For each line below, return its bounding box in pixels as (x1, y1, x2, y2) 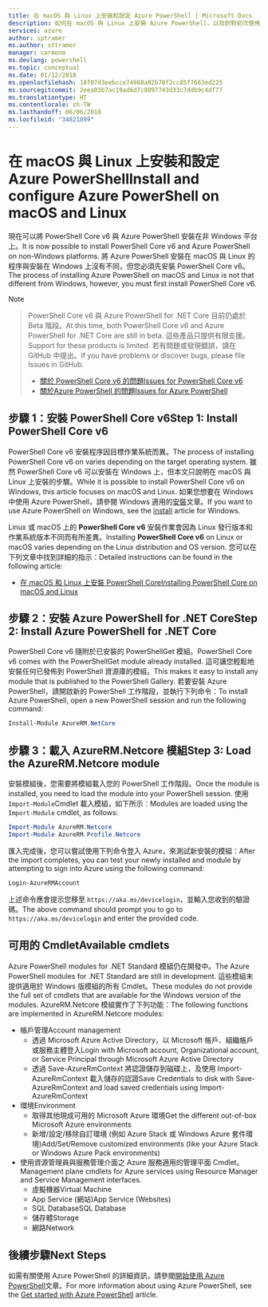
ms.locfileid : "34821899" (8, 116, 94, 124)
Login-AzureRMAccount (8, 879, 81, 887)
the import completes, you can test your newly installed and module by (8, 855, 242, 865)
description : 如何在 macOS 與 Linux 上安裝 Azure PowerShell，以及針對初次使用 (8, 19, 261, 27)
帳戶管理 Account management (19, 1025, 121, 1035)
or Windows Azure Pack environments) (31, 1147, 161, 1158)
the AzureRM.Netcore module (8, 756, 160, 770)
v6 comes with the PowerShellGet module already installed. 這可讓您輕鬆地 (8, 656, 255, 667)
